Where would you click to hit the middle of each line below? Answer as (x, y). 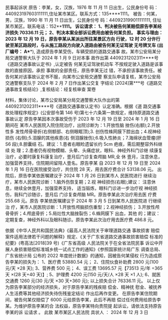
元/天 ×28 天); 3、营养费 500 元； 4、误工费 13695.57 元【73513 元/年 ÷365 (84, 268)
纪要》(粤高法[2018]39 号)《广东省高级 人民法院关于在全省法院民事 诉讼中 (82, 243)
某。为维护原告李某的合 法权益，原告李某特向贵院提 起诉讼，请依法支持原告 (83, 306)
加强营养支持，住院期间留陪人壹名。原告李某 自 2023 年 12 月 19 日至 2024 (83, 163)
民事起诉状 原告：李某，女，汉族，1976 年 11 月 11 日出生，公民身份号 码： (82, 7)
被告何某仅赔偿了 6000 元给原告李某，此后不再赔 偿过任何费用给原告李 (87, 300)
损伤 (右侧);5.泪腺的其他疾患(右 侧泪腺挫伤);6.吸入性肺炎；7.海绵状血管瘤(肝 (83, 138)
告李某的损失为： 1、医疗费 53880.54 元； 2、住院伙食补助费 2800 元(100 (82, 262)
